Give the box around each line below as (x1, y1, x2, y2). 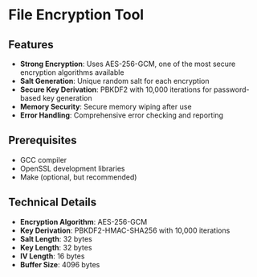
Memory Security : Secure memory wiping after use (19, 102, 192, 111)
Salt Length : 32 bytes (19, 234, 92, 243)
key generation (43, 93, 92, 102)
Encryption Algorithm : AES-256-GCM (19, 217, 148, 226)
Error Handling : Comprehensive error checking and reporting (19, 110, 223, 120)
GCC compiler (19, 155, 67, 164)
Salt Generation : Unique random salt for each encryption (19, 76, 210, 85)
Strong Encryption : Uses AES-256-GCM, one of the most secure (19, 59, 236, 68)
